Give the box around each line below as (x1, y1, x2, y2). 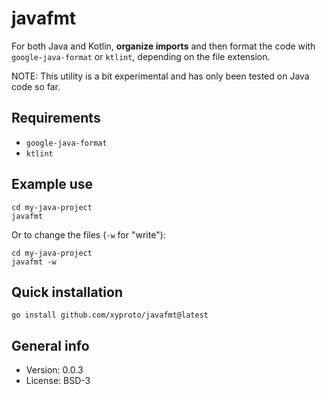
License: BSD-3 (25, 375, 91, 387)
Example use (11, 176, 94, 193)
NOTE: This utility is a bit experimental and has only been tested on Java (11, 70, 310, 82)
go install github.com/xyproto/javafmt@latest (11, 310, 209, 321)
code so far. (11, 80, 61, 92)
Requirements (11, 110, 101, 127)
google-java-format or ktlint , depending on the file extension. (11, 50, 271, 62)
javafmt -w (11, 257, 57, 267)
